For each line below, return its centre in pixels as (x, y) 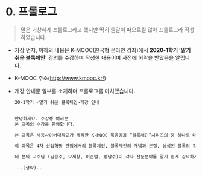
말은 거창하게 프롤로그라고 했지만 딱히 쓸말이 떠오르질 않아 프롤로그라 (102, 30)
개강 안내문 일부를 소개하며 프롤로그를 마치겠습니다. (75, 91)
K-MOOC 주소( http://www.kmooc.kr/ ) (60, 78)
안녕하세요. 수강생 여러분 (41, 119)
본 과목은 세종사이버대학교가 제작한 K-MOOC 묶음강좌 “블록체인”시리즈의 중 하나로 (102, 135)
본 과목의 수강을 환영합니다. (45, 124)
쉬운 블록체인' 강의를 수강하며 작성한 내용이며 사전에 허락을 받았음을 (94, 57)
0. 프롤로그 (32, 12)
